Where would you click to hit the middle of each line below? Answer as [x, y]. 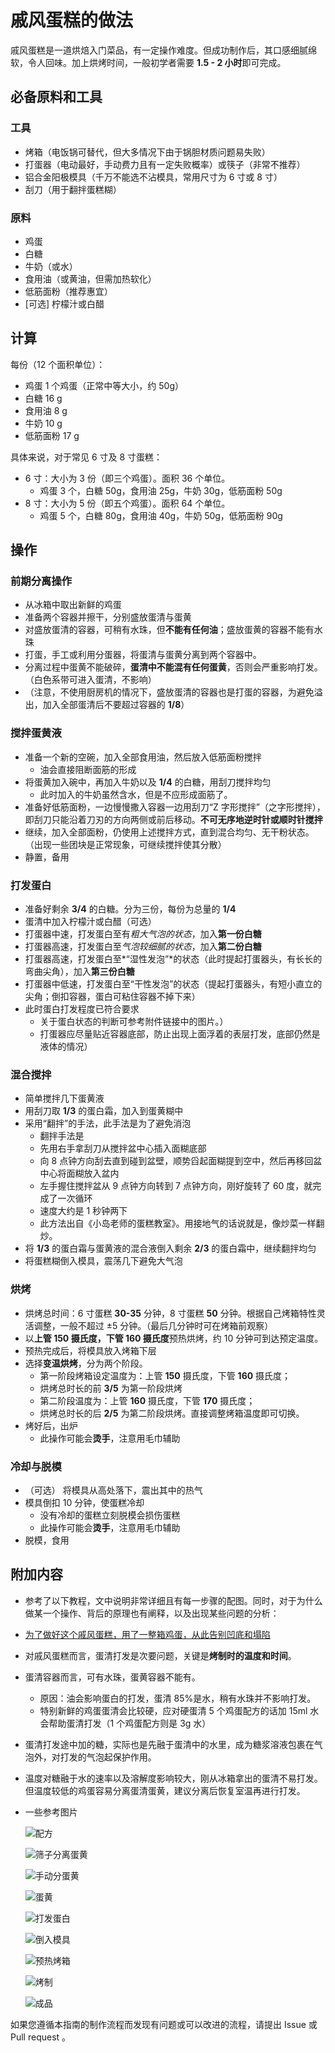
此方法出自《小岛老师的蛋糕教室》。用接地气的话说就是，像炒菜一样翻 [182, 1223]
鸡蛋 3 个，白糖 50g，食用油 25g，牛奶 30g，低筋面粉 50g [161, 490]
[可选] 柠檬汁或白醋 [64, 303]
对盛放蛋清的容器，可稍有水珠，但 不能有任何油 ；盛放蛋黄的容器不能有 [169, 630]
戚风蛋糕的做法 [72, 20]
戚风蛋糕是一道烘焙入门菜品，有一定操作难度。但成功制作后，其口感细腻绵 [163, 50]
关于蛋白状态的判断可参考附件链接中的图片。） [134, 1022]
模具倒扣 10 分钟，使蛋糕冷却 [84, 1502]
